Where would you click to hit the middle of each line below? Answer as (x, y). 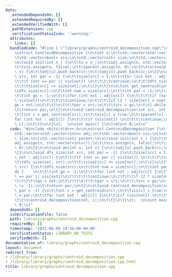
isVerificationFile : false (39, 214)
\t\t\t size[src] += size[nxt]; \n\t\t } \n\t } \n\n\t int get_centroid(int (91, 86)
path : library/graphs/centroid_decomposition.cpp (64, 219)
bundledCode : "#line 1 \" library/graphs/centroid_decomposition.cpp (84, 48)
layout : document (24, 248)
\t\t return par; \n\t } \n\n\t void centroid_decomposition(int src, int (90, 110)
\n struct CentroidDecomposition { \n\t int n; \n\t (67, 53)
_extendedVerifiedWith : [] (39, 24)
